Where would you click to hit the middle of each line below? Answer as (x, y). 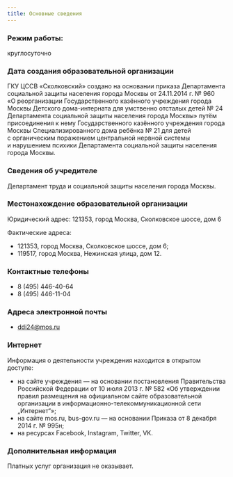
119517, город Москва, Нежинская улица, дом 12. (89, 253)
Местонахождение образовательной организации (97, 204)
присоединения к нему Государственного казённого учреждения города (116, 123)
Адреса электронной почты (57, 312)
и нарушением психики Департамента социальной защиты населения (112, 145)
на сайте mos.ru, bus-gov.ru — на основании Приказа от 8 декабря (117, 418)
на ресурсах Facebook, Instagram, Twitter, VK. (85, 432)
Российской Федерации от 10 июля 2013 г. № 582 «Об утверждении (119, 388)
